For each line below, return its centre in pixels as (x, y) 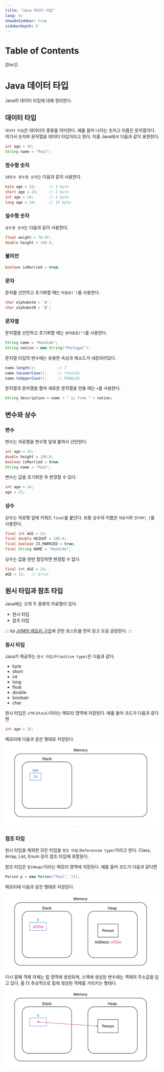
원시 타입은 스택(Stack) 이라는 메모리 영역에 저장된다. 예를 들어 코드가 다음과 (78, 713)
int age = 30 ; (20, 146)
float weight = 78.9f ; (28, 237)
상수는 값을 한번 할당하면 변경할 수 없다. (43, 559)
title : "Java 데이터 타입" (30, 10)
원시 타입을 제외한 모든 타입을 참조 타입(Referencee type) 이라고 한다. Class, (78, 850)
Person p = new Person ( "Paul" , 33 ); (42, 877)
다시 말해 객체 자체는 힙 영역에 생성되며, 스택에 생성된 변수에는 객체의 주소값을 (80, 977)
